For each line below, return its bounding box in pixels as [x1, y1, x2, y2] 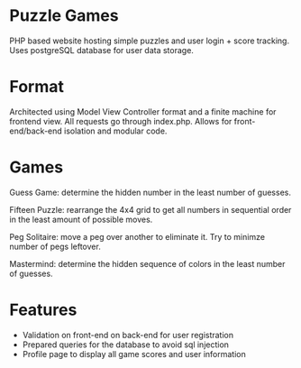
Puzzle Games [9, 5, 119, 26]
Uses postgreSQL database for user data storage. [9, 44, 194, 55]
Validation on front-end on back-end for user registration [22, 329, 234, 340]
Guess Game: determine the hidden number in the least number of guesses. [9, 187, 291, 198]
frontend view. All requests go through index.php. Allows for [9, 115, 233, 126]
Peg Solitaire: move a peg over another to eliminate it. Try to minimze [9, 231, 266, 242]
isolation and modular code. [64, 125, 168, 136]
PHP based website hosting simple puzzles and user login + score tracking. [9, 35, 290, 46]
